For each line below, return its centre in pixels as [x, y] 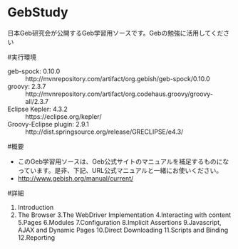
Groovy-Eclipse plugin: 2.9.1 [48, 124]
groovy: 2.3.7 [27, 86]
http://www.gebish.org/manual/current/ [76, 178]
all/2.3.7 [37, 101]
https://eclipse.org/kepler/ [63, 116]
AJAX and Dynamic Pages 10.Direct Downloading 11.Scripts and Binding [123, 230]
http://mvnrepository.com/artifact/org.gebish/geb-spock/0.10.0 [118, 78]
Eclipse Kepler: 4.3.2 [37, 109]
